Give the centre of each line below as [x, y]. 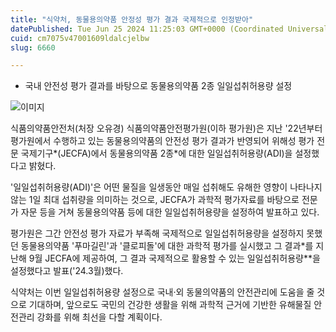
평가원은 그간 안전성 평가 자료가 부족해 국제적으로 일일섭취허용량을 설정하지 [157, 233]
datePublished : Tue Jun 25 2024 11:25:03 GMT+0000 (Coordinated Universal [169, 29]
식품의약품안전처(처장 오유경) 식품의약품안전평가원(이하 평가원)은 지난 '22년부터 [166, 128]
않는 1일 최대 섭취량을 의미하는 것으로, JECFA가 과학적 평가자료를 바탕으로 [155, 200]
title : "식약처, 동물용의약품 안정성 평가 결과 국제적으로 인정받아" [132, 19]
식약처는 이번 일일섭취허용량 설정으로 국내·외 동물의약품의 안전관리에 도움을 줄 [162, 292]
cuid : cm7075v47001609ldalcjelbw [80, 38]
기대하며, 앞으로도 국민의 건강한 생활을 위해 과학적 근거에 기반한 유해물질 [170, 305]
